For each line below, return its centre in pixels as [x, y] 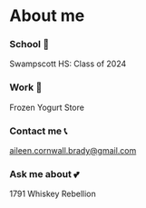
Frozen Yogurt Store [47, 107]
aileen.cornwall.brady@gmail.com [73, 151]
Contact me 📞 [39, 131]
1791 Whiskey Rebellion [53, 194]
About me [47, 16]
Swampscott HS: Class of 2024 [68, 64]
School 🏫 [29, 45]
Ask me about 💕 [44, 174]
